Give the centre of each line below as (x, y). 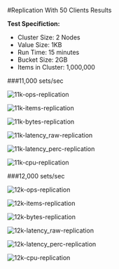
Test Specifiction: (34, 24)
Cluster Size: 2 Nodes (49, 37)
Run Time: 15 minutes (48, 52)
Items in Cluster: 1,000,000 (56, 67)
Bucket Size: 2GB (42, 60)
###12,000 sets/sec (36, 176)
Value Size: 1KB (40, 45)
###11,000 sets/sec (36, 81)
